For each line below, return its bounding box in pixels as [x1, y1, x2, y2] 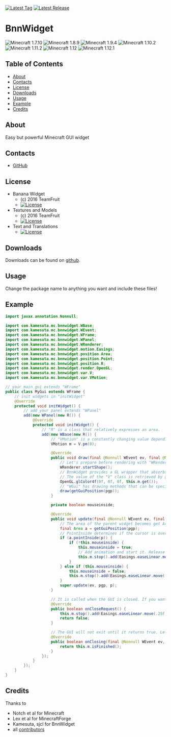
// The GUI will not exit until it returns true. [50, 630, 158, 635]
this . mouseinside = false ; [69, 569, 126, 574]
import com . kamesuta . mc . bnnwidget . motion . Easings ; [5, 347, 115, 352]
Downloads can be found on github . [5, 257, 80, 263]
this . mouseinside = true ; [78, 545, 133, 550]
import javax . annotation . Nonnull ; [5, 314, 79, 319]
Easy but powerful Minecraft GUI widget [5, 134, 90, 140]
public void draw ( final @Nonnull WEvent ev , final [50, 455, 160, 460]
